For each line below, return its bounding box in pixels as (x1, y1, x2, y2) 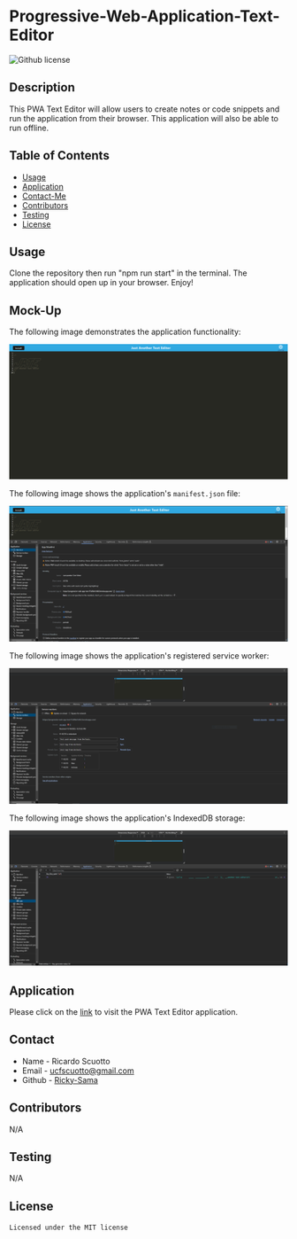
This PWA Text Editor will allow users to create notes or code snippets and (9, 104, 280, 114)
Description (9, 80, 75, 95)
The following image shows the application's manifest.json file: (9, 488, 241, 499)
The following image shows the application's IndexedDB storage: (9, 813, 246, 823)
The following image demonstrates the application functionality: (9, 326, 241, 338)
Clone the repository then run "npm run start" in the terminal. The (9, 268, 247, 278)
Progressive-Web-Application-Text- (9, 6, 280, 27)
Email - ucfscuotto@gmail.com (21, 1065, 134, 1076)
